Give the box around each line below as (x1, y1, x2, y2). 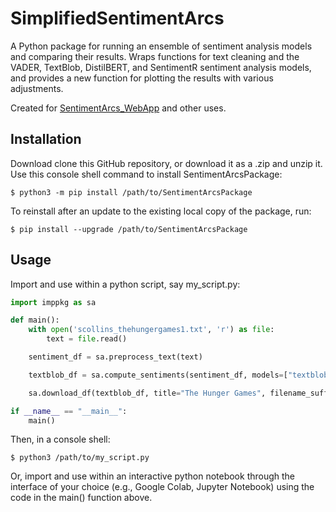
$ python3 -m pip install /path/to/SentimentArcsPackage (10, 187, 253, 197)
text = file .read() (46, 334, 128, 344)
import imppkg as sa (10, 297, 97, 307)
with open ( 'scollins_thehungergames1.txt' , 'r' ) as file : (28, 325, 275, 335)
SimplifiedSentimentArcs (10, 7, 225, 30)
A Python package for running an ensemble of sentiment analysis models (10, 40, 313, 52)
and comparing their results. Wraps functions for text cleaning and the (10, 50, 300, 62)
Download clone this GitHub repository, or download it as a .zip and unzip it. (10, 157, 323, 169)
